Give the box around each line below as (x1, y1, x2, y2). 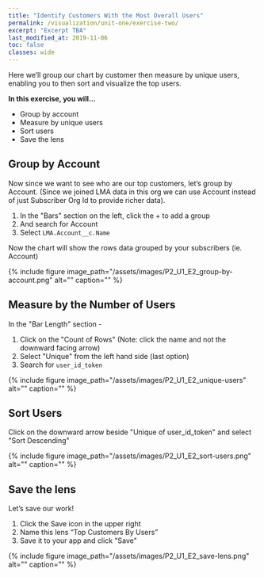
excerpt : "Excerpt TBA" (8, 26, 87, 34)
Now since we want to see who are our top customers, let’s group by (8, 178, 232, 188)
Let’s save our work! (8, 504, 74, 514)
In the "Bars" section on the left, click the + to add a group (19, 211, 210, 220)
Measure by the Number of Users (8, 298, 176, 311)
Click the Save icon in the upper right (19, 519, 141, 529)
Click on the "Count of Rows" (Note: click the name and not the (19, 334, 227, 344)
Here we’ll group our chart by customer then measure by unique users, (8, 71, 240, 79)
